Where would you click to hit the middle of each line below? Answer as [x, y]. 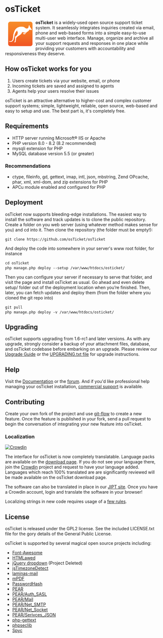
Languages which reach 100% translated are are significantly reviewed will [80, 472]
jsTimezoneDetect [30, 568]
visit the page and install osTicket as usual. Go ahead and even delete [75, 282]
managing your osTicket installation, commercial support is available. [74, 387]
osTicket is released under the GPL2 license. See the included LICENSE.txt [80, 529]
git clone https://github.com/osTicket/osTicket [55, 239]
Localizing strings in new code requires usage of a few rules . [66, 501]
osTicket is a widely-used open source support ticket [89, 22]
